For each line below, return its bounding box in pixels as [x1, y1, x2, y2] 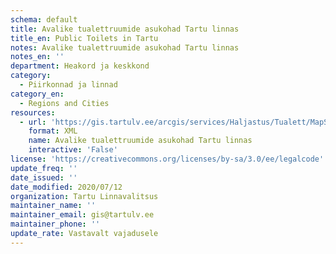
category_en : [10, 89, 65, 99]
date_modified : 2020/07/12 [10, 182, 123, 192]
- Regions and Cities [19, 98, 110, 108]
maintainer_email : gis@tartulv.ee [10, 210, 155, 220]
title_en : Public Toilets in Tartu [10, 33, 159, 43]
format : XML [28, 126, 78, 136]
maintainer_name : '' [10, 201, 97, 211]
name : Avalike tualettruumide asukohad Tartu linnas [28, 136, 253, 146]
